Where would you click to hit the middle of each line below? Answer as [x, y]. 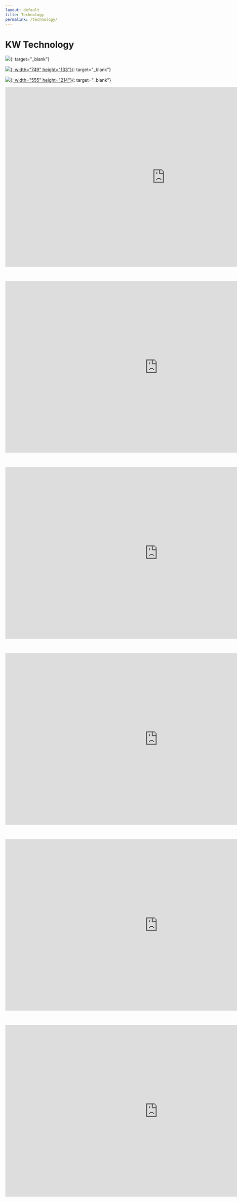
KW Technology [40, 44]
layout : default [22, 10]
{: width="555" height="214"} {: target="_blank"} [61, 80]
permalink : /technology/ [31, 19]
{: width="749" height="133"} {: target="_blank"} [61, 70]
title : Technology [25, 15]
